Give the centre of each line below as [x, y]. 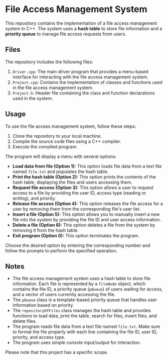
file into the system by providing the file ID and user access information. [87, 219]
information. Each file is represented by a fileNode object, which [79, 284]
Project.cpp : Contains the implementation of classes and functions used [88, 82]
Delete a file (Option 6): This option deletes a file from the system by [84, 225]
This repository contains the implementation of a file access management [81, 23]
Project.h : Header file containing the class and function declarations [83, 93]
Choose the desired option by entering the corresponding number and [78, 245]
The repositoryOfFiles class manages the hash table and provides [82, 311]
